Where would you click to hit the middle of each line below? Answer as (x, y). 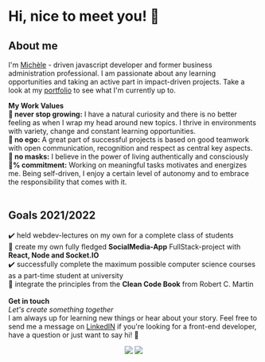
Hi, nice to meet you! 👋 (84, 16)
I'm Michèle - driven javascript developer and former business (110, 65)
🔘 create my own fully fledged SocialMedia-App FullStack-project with (125, 246)
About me (33, 46)
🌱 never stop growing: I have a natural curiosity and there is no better (123, 114)
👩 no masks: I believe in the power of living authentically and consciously (129, 156)
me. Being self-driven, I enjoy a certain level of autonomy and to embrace (129, 173)
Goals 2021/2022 (52, 216)
